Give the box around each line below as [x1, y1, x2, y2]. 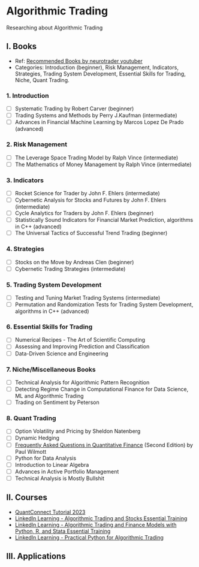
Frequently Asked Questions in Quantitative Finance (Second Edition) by [14, 441, 194, 448]
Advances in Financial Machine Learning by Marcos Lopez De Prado [14, 119, 184, 126]
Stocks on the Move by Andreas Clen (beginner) [14, 258, 134, 266]
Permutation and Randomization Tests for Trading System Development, [14, 301, 194, 308]
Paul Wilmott [14, 448, 47, 455]
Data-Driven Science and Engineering [14, 349, 109, 357]
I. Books [6, 41, 37, 52]
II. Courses [6, 493, 48, 503]
